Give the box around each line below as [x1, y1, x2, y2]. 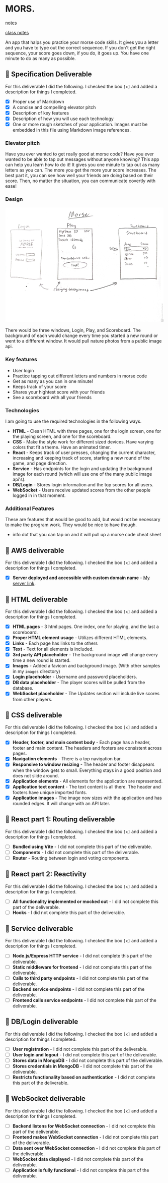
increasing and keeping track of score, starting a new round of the [12, 455, 150, 461]
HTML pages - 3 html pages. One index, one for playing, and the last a [12, 624, 159, 630]
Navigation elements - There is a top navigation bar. [12, 756, 122, 762]
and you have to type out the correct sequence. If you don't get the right [5, 44, 155, 50]
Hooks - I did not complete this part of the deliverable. [12, 909, 126, 916]
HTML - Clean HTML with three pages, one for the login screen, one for [12, 428, 161, 434]
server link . [12, 581, 36, 587]
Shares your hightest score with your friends [12, 389, 105, 395]
